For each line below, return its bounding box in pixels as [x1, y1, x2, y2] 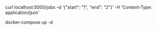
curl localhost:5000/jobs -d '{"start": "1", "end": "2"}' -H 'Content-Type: [5, 4, 152, 10]
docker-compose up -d [5, 19, 53, 25]
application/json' [5, 9, 40, 15]
